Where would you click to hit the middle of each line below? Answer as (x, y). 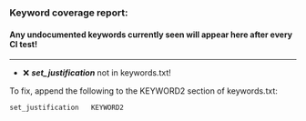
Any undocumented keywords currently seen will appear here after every (151, 35)
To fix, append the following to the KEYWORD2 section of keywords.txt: (143, 91)
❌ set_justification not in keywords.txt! (97, 73)
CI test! (24, 44)
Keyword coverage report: (69, 13)
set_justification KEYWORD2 (67, 108)
